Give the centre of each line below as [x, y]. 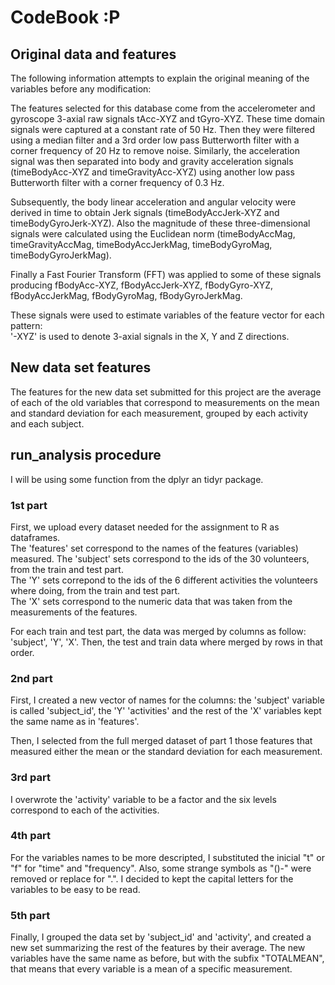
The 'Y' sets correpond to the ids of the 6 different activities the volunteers [164, 580]
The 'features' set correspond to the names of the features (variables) [154, 548]
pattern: [26, 325]
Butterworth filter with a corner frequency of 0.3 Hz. [117, 182]
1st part [29, 505]
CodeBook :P [65, 17]
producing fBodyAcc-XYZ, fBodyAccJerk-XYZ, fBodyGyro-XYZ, [142, 285]
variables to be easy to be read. [75, 889]
